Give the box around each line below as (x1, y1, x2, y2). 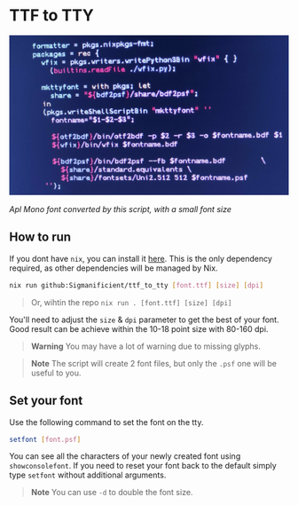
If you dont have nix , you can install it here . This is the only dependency (9, 253, 273, 264)
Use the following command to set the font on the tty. (9, 416, 204, 427)
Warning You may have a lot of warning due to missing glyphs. (30, 341, 262, 351)
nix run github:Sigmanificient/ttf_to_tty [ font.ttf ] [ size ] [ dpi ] (9, 280, 264, 289)
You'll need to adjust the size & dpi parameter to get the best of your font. (9, 314, 279, 325)
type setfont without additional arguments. (9, 469, 167, 480)
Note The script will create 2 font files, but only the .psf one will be (30, 358, 278, 368)
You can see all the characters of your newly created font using (9, 451, 241, 462)
